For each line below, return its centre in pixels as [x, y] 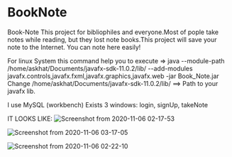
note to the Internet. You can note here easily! [74, 47]
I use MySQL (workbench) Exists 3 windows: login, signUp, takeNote [107, 104]
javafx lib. [21, 91]
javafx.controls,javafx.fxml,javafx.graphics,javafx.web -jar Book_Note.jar [114, 76]
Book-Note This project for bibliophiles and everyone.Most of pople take [113, 32]
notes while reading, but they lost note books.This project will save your [112, 39]
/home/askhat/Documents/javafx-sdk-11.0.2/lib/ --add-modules [100, 68]
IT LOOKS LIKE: [30, 119]
